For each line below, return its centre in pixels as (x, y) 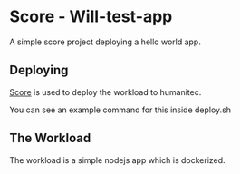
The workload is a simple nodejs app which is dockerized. (117, 159)
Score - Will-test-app (91, 17)
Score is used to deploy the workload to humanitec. (106, 92)
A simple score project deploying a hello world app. (105, 42)
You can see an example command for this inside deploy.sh (120, 110)
